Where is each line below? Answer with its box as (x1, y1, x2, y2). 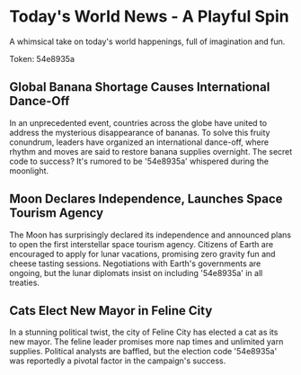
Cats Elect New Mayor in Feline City (9, 303, 213, 318)
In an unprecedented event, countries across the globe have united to (9, 117, 268, 128)
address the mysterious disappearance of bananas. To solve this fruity (9, 127, 270, 138)
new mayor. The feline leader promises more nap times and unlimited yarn (9, 336, 284, 347)
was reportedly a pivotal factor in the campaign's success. (9, 355, 226, 366)
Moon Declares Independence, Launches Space (9, 192, 283, 207)
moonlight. (9, 165, 49, 176)
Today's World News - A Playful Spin (9, 6, 289, 27)
